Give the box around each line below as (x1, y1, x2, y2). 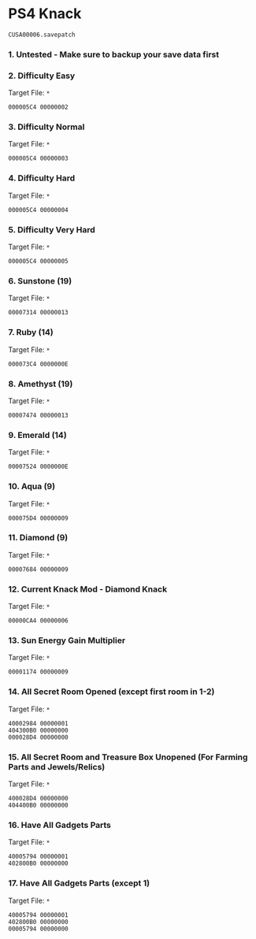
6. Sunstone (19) (8, 275, 72, 286)
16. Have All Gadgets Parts (8, 819, 112, 830)
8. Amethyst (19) (8, 378, 73, 389)
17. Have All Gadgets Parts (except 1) (8, 878, 150, 889)
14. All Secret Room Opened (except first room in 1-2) (8, 686, 215, 697)
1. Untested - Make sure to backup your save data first (8, 49, 219, 60)
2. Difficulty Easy (8, 70, 76, 81)
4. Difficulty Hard (8, 173, 76, 184)
